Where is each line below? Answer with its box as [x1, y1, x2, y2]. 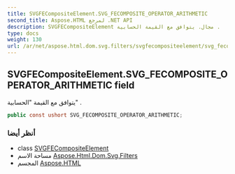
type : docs [7, 29, 39, 37]
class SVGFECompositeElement [17, 144, 109, 152]
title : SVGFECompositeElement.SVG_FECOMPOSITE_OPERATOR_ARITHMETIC [7, 10, 208, 17]
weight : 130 [7, 36, 42, 43]
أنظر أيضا [7, 128, 36, 138]
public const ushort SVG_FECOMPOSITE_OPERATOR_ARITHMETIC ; [7, 111, 183, 119]
